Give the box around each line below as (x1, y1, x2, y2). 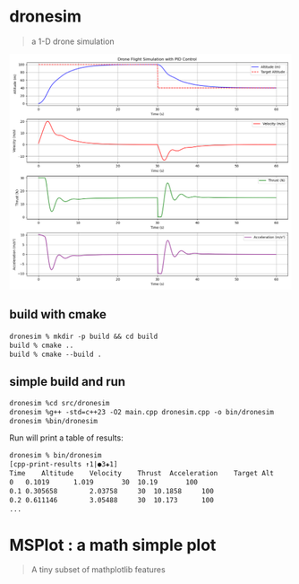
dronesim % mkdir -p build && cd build (9, 332, 158, 341)
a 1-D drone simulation (30, 36, 115, 47)
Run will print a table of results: (9, 432, 124, 443)
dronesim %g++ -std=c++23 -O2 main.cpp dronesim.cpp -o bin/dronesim (9, 408, 275, 417)
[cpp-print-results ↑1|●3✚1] (9, 460, 118, 469)
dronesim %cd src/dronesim (9, 399, 110, 408)
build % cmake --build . (9, 350, 102, 359)
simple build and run (9, 374, 126, 389)
